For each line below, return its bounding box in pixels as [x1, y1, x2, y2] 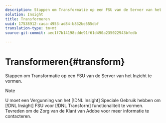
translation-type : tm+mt [5, 26, 57, 31]
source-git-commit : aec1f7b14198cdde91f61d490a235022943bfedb [5, 30, 137, 35]
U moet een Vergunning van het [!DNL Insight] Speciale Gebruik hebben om [5, 97, 161, 103]
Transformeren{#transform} [5, 56, 125, 68]
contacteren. [5, 113, 31, 119]
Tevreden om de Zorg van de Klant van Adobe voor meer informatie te [5, 108, 150, 114]
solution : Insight [5, 12, 43, 17]
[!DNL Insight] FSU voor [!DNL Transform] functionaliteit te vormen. [5, 103, 144, 109]
